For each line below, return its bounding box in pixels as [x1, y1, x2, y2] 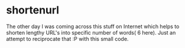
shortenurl [6, 4, 60, 17]
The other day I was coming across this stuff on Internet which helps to [6, 23, 180, 30]
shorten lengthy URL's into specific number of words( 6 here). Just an [6, 29, 176, 36]
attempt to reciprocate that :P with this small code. [6, 35, 129, 42]
